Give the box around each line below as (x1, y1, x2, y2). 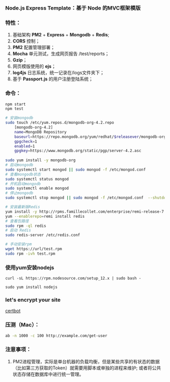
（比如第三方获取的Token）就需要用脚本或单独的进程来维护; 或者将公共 (12, 365, 161, 371)
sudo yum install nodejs (5, 284, 58, 290)
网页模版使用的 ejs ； (12, 63, 56, 69)
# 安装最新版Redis (5, 205, 40, 210)
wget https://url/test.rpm (5, 247, 62, 252)
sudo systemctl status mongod (5, 176, 69, 181)
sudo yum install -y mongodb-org (5, 158, 76, 163)
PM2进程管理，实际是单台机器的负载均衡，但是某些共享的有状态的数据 (12, 358, 160, 364)
